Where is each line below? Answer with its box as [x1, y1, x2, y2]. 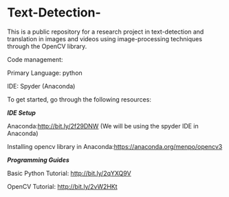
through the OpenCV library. [7, 42, 87, 50]
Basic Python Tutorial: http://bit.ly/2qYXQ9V [7, 169, 132, 177]
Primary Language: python [7, 69, 83, 77]
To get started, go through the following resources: [7, 95, 151, 104]
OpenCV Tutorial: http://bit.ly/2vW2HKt [7, 182, 118, 190]
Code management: [7, 55, 63, 63]
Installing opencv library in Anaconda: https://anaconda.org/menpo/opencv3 [7, 142, 223, 150]
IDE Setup [7, 108, 36, 117]
